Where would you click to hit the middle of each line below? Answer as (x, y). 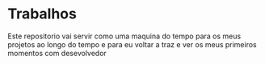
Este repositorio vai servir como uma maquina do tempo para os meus (124, 36)
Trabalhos (42, 14)
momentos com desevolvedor (57, 53)
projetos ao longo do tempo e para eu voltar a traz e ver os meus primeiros (132, 44)
